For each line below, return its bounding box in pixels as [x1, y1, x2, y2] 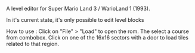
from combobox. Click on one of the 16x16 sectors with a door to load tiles [6, 34, 189, 41]
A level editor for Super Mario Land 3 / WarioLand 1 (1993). [6, 5, 150, 12]
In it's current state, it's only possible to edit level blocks [6, 16, 144, 23]
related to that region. [6, 41, 60, 47]
